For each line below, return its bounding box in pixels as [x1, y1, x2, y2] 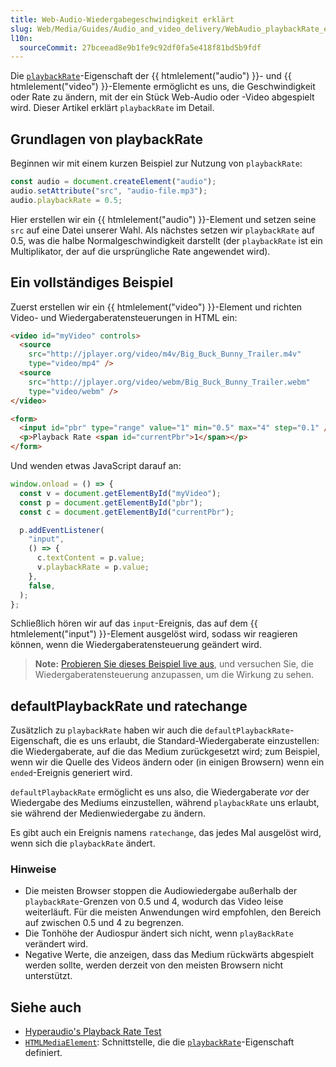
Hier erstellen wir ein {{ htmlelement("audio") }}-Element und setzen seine [10, 213, 317, 225]
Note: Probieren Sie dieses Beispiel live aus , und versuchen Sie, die [34, 658, 314, 670]
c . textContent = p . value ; [36, 553, 145, 563]
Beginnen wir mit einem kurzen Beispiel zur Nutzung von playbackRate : [10, 157, 303, 170]
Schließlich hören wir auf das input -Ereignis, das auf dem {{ [10, 617, 258, 630]
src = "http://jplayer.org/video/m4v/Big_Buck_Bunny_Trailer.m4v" [28, 349, 302, 360]
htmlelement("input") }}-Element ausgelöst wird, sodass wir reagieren [10, 628, 298, 640]
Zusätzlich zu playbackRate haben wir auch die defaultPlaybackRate [10, 724, 291, 736]
